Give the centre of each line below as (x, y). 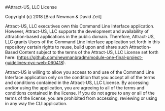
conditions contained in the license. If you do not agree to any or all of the (80, 93)
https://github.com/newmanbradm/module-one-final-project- (80, 57)
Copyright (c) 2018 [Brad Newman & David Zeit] (53, 16)
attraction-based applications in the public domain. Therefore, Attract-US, (80, 37)
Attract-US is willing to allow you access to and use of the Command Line (80, 72)
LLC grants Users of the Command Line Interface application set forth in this (82, 42)
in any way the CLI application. (36, 103)
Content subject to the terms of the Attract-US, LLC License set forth (89, 52)
